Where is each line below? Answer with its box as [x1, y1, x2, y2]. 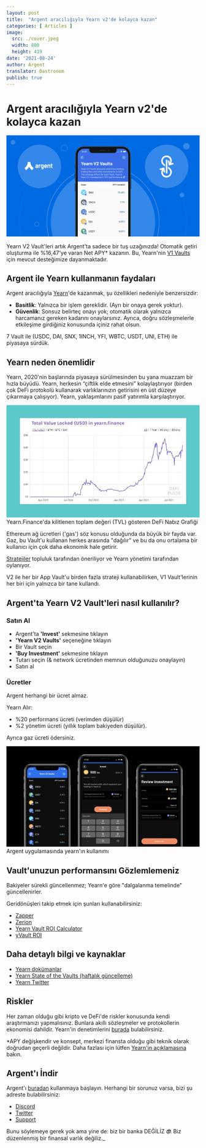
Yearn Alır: [6, 704, 33, 711]
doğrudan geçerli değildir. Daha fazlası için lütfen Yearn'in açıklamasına [6, 1044, 187, 1051]
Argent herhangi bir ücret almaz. [6, 692, 88, 699]
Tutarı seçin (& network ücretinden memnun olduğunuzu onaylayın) [15, 656, 186, 664]
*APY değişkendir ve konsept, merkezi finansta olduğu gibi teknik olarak [6, 1037, 189, 1045]
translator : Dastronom [6, 68, 64, 74]
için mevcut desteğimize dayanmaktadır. [6, 255, 109, 263]
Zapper [15, 912, 34, 919]
